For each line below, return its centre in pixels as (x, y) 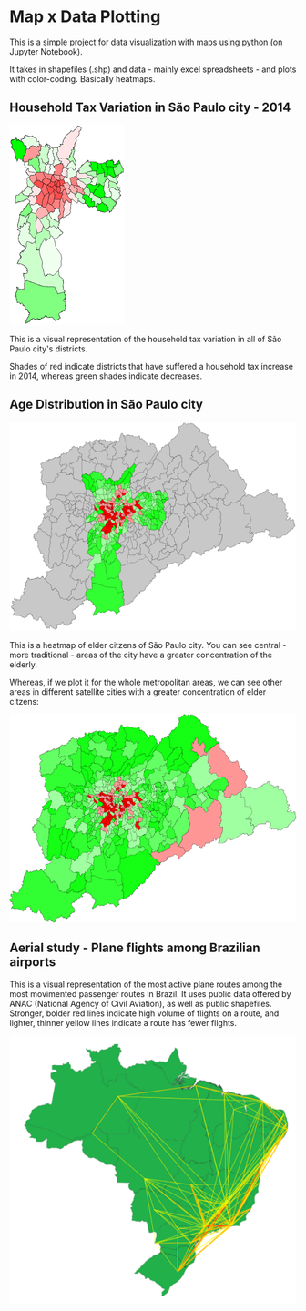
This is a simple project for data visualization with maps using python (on (146, 42)
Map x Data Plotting (85, 17)
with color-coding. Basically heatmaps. (82, 78)
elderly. (24, 664)
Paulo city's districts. (49, 349)
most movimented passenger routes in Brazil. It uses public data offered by (150, 993)
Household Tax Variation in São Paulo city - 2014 (150, 108)
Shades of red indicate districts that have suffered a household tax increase (152, 366)
